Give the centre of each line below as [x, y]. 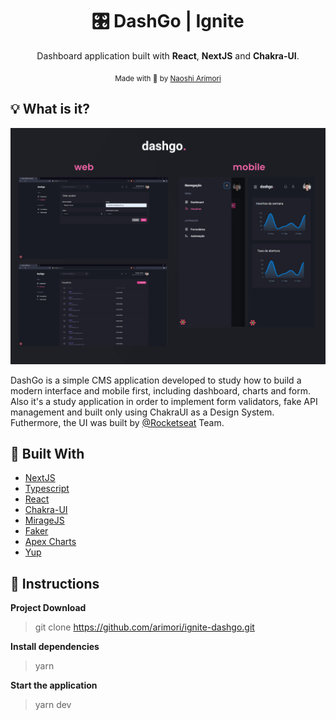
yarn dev [53, 705]
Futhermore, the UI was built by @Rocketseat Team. [117, 422]
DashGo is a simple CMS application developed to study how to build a [156, 380]
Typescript [47, 489]
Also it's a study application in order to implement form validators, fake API [164, 401]
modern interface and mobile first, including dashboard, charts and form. [161, 390]
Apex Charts [50, 542]
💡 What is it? [50, 109]
